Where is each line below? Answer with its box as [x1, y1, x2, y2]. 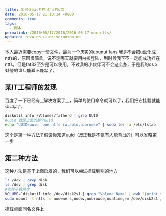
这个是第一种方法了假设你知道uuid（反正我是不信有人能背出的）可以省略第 [5, 132, 157, 138]
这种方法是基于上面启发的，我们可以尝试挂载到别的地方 [5, 168, 118, 174]
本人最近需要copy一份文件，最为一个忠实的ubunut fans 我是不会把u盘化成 [5, 49, 156, 55]
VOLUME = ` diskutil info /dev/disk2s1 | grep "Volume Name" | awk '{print [5, 191, 158, 196]
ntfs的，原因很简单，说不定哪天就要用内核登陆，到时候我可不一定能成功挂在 [5, 55, 160, 61]
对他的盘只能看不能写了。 [5, 67, 57, 73]
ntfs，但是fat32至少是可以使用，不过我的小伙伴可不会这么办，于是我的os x [5, 61, 158, 67]
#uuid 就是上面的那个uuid [5, 118, 53, 123]
